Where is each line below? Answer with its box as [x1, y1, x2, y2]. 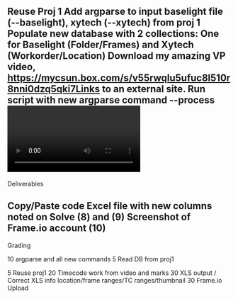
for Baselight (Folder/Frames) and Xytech [7, 39, 195, 51]
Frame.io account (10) [7, 222, 106, 235]
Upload [7, 283, 29, 292]
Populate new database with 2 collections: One [7, 28, 220, 40]
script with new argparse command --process [7, 94, 215, 106]
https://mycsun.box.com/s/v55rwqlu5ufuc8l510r [7, 72, 231, 84]
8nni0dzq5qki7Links [7, 83, 101, 95]
